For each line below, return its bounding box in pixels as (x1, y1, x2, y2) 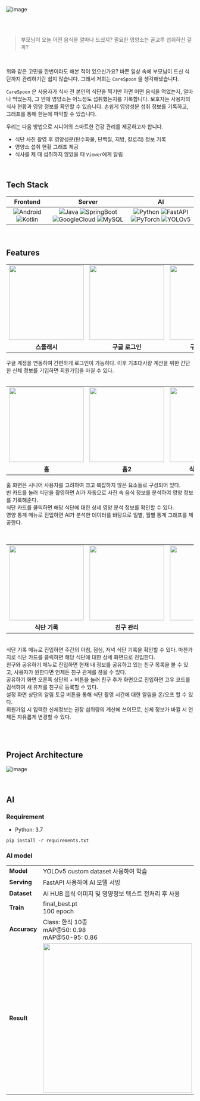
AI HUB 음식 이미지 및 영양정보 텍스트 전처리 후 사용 (42, 890, 180, 898)
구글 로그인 (112, 343, 142, 351)
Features (6, 248, 40, 258)
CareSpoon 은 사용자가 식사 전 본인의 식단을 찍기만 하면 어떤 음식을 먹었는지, (6, 88, 183, 95)
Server (78, 197, 98, 206)
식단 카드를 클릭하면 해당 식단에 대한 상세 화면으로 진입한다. (17, 654, 156, 661)
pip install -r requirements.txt (6, 838, 89, 844)
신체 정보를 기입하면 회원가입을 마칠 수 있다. (12, 367, 114, 374)
